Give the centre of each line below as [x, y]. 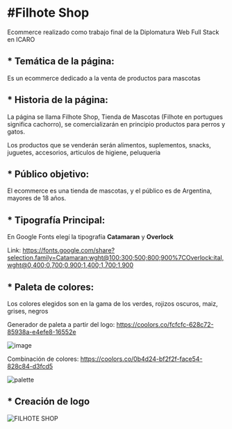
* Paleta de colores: [51, 287]
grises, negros [28, 311]
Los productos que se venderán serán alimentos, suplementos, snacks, [109, 145]
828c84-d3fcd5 [30, 366]
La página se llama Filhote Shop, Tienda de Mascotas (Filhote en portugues [115, 117]
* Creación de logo [49, 402]
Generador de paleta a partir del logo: [61, 324]
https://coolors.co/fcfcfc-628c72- [165, 324]
